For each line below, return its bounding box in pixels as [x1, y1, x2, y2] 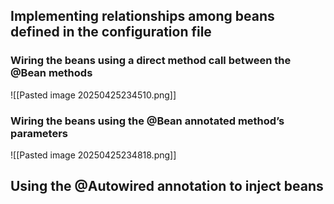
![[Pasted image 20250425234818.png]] [10, 149, 177, 161]
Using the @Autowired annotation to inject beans [10, 178, 324, 195]
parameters [10, 126, 68, 140]
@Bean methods [10, 66, 93, 80]
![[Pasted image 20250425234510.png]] [10, 89, 177, 101]
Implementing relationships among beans [10, 8, 275, 25]
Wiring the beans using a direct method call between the [10, 54, 292, 68]
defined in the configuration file [10, 24, 212, 41]
